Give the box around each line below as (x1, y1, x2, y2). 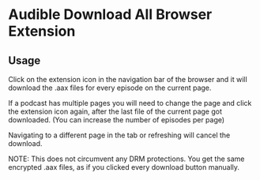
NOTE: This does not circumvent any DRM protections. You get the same (8, 154, 245, 163)
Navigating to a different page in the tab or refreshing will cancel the (8, 130, 231, 140)
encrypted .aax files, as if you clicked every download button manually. (8, 163, 239, 171)
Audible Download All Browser (8, 6, 213, 24)
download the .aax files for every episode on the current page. (8, 83, 212, 92)
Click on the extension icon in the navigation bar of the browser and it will (8, 75, 247, 84)
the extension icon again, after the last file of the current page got (8, 107, 223, 116)
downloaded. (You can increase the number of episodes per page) (8, 115, 225, 124)
